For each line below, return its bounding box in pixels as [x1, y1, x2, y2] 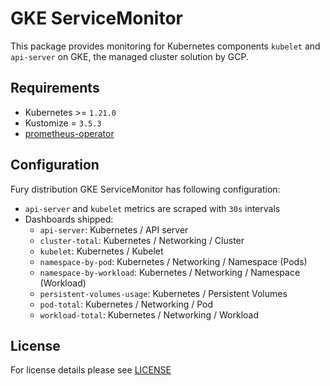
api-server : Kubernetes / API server [39, 223, 189, 236]
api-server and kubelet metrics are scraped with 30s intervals [24, 202, 281, 214]
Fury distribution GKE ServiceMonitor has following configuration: [10, 183, 281, 195]
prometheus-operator [24, 127, 115, 139]
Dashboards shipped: [24, 213, 114, 225]
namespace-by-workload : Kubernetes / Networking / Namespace [39, 266, 301, 278]
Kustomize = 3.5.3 [24, 117, 102, 129]
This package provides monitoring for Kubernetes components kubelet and [10, 40, 321, 52]
